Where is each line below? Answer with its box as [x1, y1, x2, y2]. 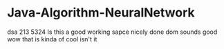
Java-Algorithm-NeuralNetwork [7, 5, 195, 21]
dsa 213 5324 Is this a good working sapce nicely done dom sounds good [7, 28, 218, 36]
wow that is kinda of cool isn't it [7, 35, 97, 43]
